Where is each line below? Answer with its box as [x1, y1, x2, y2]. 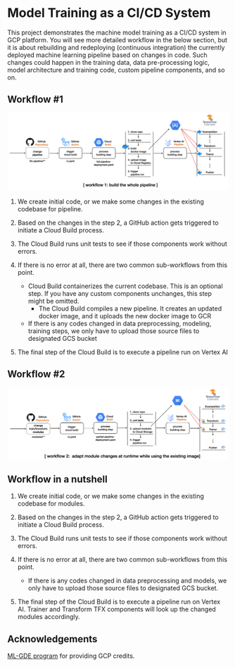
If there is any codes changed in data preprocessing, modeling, [27, 319, 212, 328]
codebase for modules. [17, 499, 85, 508]
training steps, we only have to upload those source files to [27, 326, 200, 335]
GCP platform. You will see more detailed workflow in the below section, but [7, 35, 227, 44]
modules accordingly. [17, 613, 81, 621]
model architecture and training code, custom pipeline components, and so [7, 66, 225, 74]
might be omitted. [27, 297, 80, 305]
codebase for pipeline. [17, 204, 83, 213]
